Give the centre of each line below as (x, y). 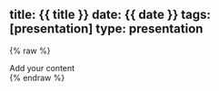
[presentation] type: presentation (106, 29)
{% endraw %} (37, 77)
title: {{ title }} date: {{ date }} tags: (110, 15)
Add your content (42, 68)
